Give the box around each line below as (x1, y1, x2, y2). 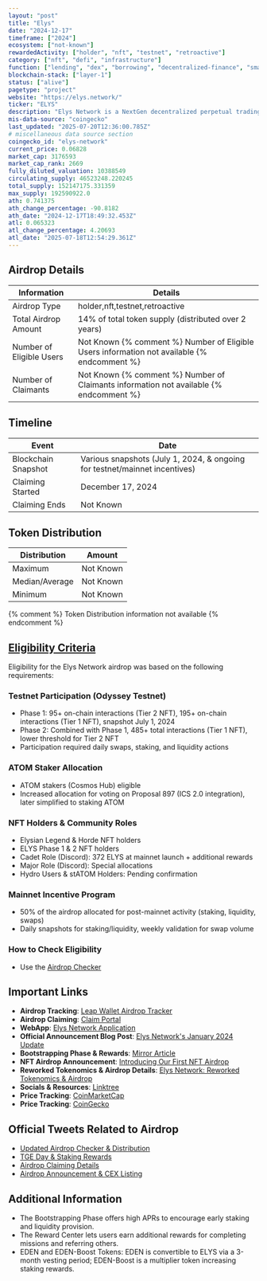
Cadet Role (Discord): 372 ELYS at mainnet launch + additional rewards (19, 852, 253, 862)
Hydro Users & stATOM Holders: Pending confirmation (19, 869, 198, 879)
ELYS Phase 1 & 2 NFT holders (19, 844, 119, 853)
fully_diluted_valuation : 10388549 (8, 167, 126, 175)
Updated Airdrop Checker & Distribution (19, 1144, 151, 1154)
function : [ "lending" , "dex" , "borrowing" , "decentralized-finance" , (8, 64, 244, 72)
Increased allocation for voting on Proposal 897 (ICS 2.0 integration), (19, 789, 246, 798)
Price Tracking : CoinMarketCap (19, 1091, 125, 1100)
